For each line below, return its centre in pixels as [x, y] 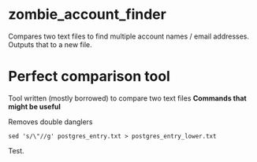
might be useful [35, 106]
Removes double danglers [50, 121]
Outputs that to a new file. [50, 44]
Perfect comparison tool [89, 77]
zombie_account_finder [88, 15]
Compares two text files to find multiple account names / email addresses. [129, 36]
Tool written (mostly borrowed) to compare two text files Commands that [127, 98]
